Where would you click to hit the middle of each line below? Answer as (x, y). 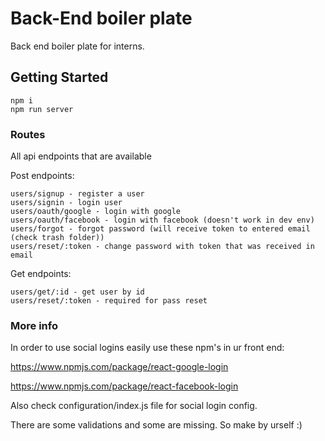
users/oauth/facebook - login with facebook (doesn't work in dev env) (162, 220)
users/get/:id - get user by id (77, 292)
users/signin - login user (66, 203)
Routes (28, 134)
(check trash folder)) (57, 238)
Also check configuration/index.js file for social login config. (134, 406)
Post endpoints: (42, 176)
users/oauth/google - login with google (96, 212)
